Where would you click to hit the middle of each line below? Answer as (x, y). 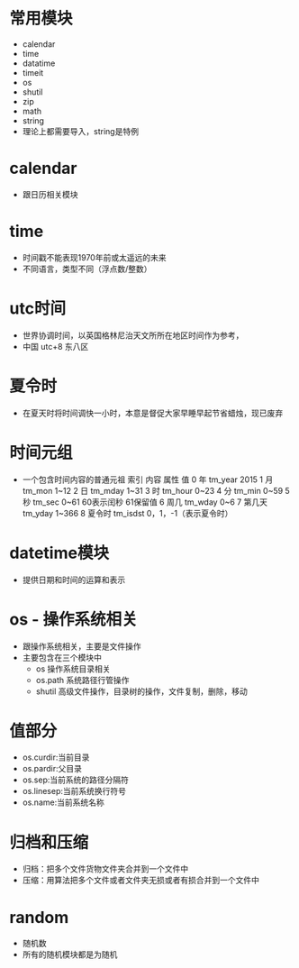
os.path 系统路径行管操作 (82, 680)
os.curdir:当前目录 (56, 757)
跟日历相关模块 (50, 194)
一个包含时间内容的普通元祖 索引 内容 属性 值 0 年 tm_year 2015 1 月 (148, 479)
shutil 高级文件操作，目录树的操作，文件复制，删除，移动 (141, 691)
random (39, 917)
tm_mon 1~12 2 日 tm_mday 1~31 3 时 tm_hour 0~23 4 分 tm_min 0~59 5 (156, 490)
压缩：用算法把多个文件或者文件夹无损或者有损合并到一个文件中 (140, 881)
